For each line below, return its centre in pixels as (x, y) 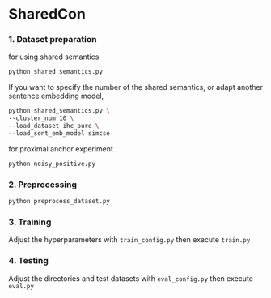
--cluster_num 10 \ (41, 118)
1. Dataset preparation (53, 40)
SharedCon (47, 14)
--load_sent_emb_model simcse (59, 133)
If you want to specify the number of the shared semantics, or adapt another (135, 87)
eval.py (21, 286)
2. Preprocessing (43, 185)
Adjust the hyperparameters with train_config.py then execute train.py (129, 240)
